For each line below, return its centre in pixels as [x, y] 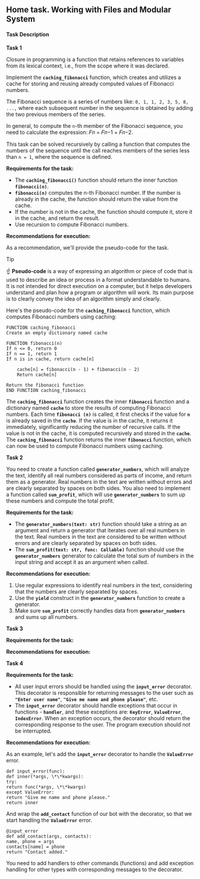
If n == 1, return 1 [32, 354]
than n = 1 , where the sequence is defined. [59, 157]
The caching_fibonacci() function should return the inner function [96, 180]
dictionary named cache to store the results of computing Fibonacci [88, 408]
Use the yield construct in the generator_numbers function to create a [100, 598]
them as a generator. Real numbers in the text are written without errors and [99, 482]
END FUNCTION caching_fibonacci [46, 390]
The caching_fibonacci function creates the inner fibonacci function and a [98, 401]
